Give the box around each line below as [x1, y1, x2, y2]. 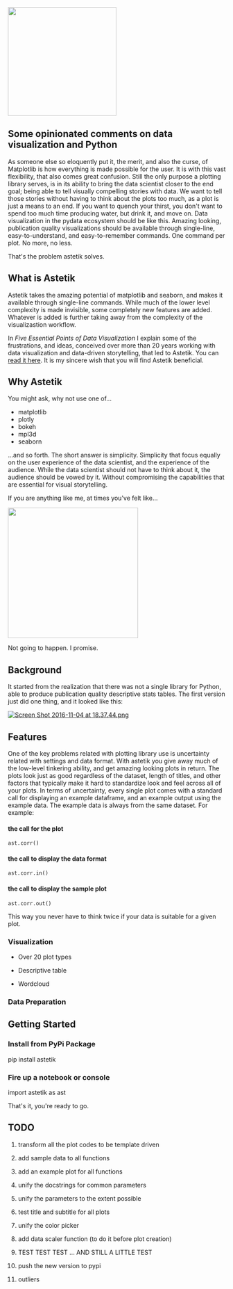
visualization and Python [8, 139, 118, 151]
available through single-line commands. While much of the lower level [8, 298, 210, 307]
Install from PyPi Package [8, 1039, 96, 1049]
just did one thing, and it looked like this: [8, 697, 123, 706]
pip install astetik [8, 1055, 56, 1063]
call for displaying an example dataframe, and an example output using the [8, 794, 221, 802]
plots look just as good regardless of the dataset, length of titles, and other [8, 772, 221, 780]
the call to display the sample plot [8, 884, 107, 893]
